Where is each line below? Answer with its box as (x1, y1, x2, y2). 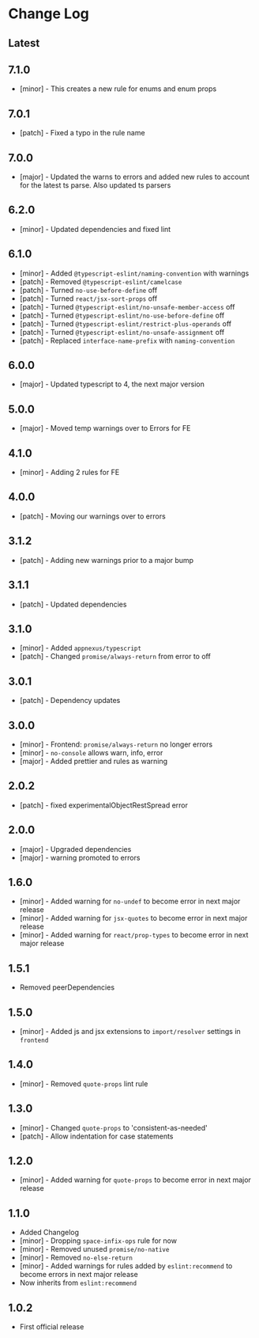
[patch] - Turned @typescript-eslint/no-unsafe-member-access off (19, 302, 235, 311)
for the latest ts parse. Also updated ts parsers (19, 181, 171, 190)
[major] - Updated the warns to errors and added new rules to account (19, 172, 250, 182)
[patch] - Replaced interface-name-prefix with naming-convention (19, 336, 235, 345)
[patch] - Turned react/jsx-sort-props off (19, 294, 158, 303)
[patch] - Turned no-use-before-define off (19, 285, 158, 295)
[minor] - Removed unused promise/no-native (19, 1245, 170, 1254)
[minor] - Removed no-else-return (19, 1252, 133, 1263)
